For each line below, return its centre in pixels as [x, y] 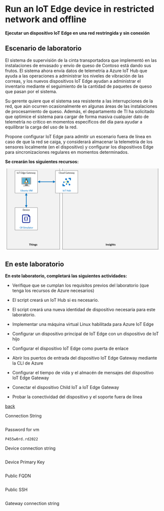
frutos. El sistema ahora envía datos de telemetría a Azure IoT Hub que [76, 71]
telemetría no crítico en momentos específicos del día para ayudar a [74, 122]
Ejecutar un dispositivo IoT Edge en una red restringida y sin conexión [78, 33]
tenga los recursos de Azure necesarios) [53, 291]
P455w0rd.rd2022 [22, 439]
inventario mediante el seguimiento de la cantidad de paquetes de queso [79, 86]
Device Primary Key [25, 462]
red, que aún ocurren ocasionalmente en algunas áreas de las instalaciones [81, 106]
